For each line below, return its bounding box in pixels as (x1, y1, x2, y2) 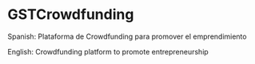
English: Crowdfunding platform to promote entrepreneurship (7, 47, 209, 56)
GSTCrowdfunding (7, 6, 134, 24)
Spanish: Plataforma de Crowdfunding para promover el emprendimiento (7, 32, 247, 41)
